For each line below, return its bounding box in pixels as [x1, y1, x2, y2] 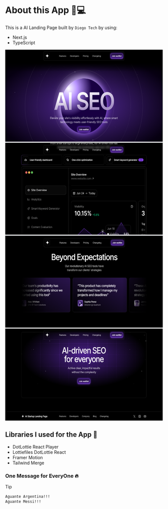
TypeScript [12, 39, 35, 46]
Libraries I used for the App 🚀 [5, 431, 97, 439]
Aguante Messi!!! [5, 499, 41, 504]
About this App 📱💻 [5, 5, 86, 16]
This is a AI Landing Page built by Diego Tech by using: [5, 24, 117, 31]
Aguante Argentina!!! [5, 494, 50, 499]
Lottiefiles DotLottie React [12, 449, 66, 455]
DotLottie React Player [12, 444, 59, 450]
